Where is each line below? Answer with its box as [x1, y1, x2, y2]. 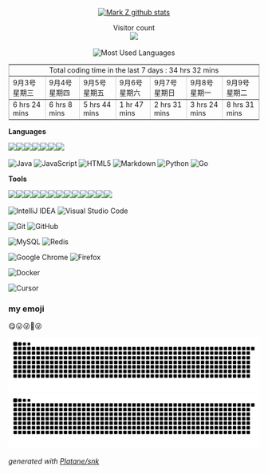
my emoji [8, 303, 45, 314]
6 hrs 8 [49, 100, 73, 109]
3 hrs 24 [190, 100, 219, 109]
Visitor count [112, 23, 156, 32]
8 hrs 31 [226, 100, 255, 109]
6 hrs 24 [13, 100, 41, 109]
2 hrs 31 [154, 100, 182, 109]
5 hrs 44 [83, 100, 112, 109]
